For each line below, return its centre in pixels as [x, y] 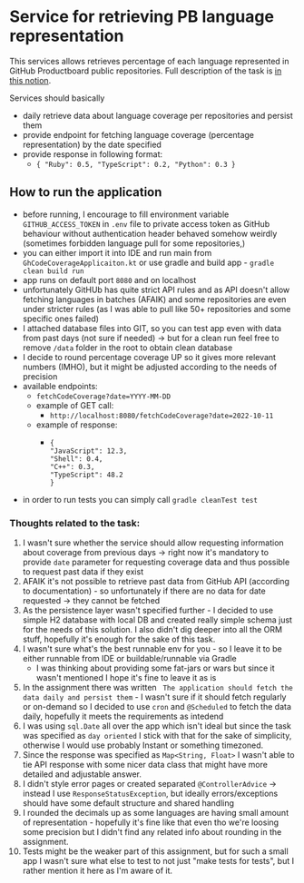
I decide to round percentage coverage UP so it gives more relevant [149, 357]
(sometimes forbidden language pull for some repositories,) [134, 243]
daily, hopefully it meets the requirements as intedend [123, 716]
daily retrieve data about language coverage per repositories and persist [157, 115]
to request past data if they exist [83, 572]
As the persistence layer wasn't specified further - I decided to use [148, 611]
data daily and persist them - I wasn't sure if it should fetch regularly [154, 697]
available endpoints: [60, 386]
